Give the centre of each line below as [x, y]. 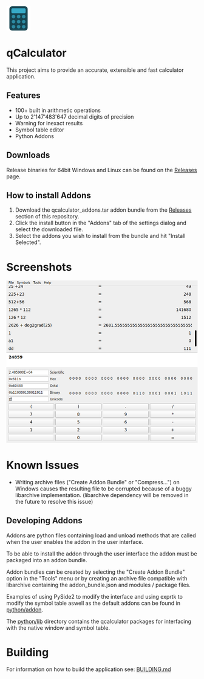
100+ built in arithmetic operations [58, 110]
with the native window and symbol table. [58, 628]
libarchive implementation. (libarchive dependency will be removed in [102, 495]
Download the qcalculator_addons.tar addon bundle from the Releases [103, 210]
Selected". [28, 242]
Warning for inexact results [49, 123]
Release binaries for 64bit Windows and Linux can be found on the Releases [102, 170]
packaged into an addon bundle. [47, 560]
